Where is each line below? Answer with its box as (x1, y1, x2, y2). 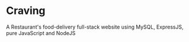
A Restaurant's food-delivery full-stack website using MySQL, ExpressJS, (6, 23, 184, 30)
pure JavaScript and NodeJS (6, 29, 76, 36)
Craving (6, 4, 46, 17)
